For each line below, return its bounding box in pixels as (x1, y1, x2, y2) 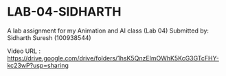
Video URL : (7, 47, 41, 55)
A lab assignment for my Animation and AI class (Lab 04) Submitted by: (7, 26, 210, 35)
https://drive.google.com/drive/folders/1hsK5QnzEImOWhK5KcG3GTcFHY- (7, 54, 220, 62)
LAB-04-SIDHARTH (7, 4, 122, 20)
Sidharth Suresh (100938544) (7, 33, 91, 41)
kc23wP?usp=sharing (7, 61, 69, 69)
